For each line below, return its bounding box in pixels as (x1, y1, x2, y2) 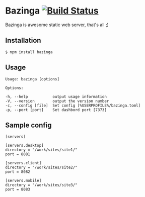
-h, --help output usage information (5, 94, 107, 99)
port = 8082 (5, 169, 30, 174)
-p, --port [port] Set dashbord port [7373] (5, 107, 107, 113)
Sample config (5, 121, 52, 129)
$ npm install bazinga (5, 49, 53, 55)
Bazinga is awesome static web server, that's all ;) (5, 22, 109, 28)
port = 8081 (5, 152, 30, 157)
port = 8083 (5, 187, 30, 192)
